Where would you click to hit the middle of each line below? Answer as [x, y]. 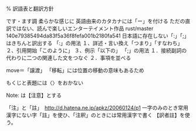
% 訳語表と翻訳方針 [30, 9]
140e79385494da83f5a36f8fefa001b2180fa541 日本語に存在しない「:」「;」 [98, 36]
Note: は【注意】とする [34, 95]
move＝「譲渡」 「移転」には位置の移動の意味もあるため [75, 70]
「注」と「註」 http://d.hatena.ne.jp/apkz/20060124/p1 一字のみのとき [92, 108]
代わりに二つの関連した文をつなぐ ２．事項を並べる [68, 58]
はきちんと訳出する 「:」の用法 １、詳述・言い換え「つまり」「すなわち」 [94, 43]
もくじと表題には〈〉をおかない [45, 83]
